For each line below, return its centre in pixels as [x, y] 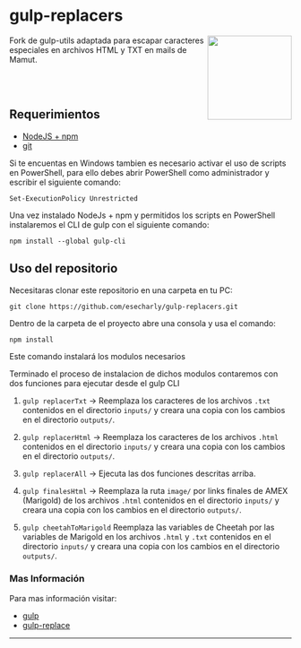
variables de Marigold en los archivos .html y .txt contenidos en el [146, 536]
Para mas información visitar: [63, 598]
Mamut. [23, 59]
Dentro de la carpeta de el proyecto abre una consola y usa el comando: [142, 323]
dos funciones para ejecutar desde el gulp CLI [95, 383]
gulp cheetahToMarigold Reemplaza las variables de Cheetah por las [148, 527]
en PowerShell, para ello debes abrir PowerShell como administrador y [140, 172]
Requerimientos [55, 114]
